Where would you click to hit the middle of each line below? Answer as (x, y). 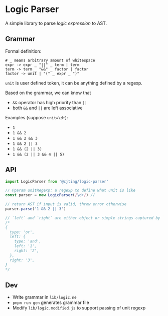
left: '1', (26, 246)
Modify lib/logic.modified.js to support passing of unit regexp (79, 308)
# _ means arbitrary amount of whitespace (50, 60)
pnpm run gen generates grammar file (51, 302)
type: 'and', (28, 242)
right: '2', (27, 251)
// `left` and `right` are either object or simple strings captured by (83, 218)
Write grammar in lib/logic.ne (44, 297)
